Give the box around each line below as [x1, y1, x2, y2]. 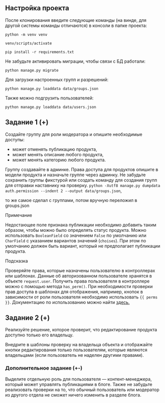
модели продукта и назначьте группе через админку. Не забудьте [5, 172, 146, 178]
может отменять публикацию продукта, [12, 146, 98, 152]
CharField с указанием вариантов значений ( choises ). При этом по [5, 237, 146, 243]
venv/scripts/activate [5, 41, 52, 46]
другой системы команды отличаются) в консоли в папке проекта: [5, 22, 147, 28]
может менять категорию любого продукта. [12, 157, 106, 163]
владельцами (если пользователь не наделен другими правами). [5, 352, 144, 358]
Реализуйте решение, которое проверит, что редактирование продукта [5, 327, 158, 333]
